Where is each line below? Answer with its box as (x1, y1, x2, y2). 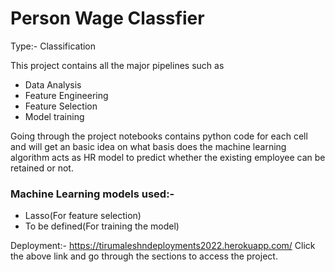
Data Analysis (24, 78, 82, 91)
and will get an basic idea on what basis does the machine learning (10, 140, 287, 152)
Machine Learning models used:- (10, 187, 175, 201)
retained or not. (10, 162, 74, 174)
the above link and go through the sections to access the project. (10, 250, 278, 262)
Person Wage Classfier (10, 7, 205, 30)
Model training (24, 110, 85, 122)
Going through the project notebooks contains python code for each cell (10, 130, 308, 142)
